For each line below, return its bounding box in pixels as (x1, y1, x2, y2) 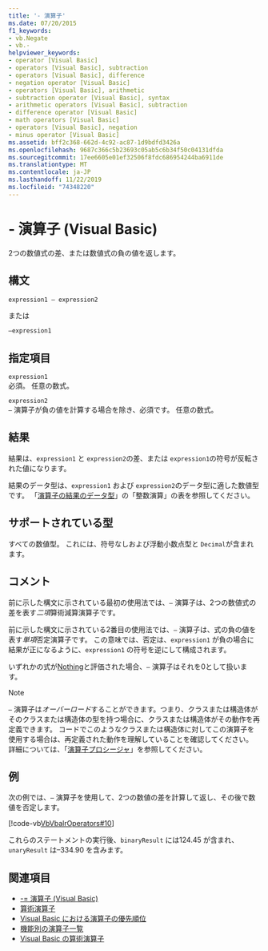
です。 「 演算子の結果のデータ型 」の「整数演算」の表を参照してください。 (8, 490, 254, 500)
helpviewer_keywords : (8, 49, 81, 57)
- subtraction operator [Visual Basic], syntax (8, 94, 170, 102)
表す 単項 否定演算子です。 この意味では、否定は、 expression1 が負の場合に (8, 635, 254, 644)
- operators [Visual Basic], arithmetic (8, 86, 146, 95)
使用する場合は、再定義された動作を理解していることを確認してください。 (8, 734, 254, 743)
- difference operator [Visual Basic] (8, 109, 138, 117)
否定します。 (22, 803, 64, 812)
